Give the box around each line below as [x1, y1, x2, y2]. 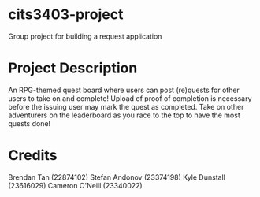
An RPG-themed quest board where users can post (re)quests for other [8, 85, 240, 95]
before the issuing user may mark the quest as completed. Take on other [8, 102, 244, 111]
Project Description [8, 59, 138, 77]
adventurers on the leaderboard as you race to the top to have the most [8, 110, 240, 120]
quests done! [8, 118, 51, 128]
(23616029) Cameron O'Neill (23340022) [8, 180, 143, 190]
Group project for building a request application [8, 32, 162, 41]
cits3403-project [8, 6, 124, 24]
